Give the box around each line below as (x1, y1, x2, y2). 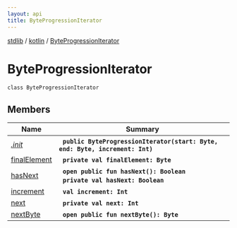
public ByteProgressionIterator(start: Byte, (62, 138, 219, 145)
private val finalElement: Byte (62, 156, 171, 164)
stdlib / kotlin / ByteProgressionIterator (7, 36, 120, 44)
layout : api (7, 10, 42, 18)
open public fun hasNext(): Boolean (62, 167, 186, 176)
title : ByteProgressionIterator (7, 17, 102, 24)
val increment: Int (62, 188, 128, 196)
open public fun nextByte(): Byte (62, 211, 178, 219)
